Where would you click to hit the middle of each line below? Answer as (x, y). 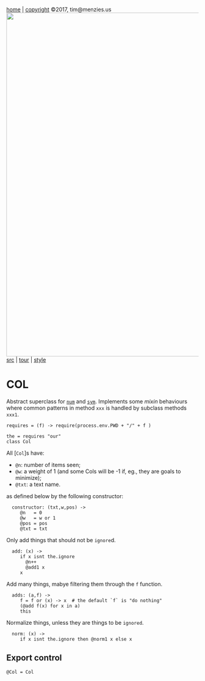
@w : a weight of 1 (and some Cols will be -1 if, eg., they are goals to (98, 471)
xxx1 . (13, 414)
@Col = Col (20, 672)
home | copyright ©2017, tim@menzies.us (59, 9)
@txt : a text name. (38, 484)
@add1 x (35, 567)
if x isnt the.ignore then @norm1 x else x (76, 639)
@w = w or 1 (38, 518)
